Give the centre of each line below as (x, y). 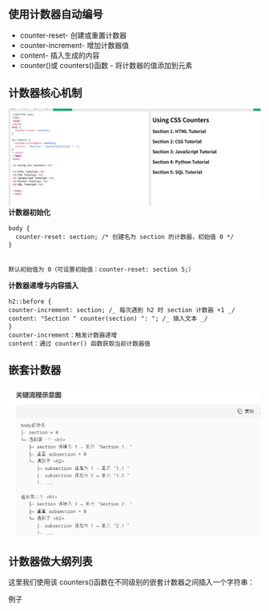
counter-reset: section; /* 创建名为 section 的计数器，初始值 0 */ (125, 237)
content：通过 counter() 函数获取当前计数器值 (79, 344)
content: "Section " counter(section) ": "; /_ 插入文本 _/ (108, 319)
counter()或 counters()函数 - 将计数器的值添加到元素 (106, 65)
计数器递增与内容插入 (43, 285)
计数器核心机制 (45, 93)
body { (19, 229)
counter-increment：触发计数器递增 (63, 335)
